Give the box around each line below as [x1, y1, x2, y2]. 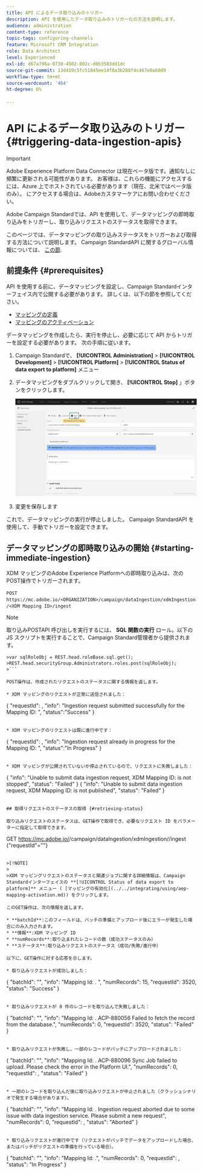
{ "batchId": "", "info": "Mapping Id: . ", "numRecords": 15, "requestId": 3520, [6, 978, 197, 986]
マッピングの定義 [14, 311, 58, 318]
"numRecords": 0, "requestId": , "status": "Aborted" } [6, 1118, 138, 1126]
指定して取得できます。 [19, 824, 69, 831]
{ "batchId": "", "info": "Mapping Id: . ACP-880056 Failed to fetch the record [6, 1015, 195, 1022]
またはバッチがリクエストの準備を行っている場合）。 [6, 1144, 117, 1150]
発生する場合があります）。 [14, 1095, 72, 1101]
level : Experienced [6, 55, 56, 61]
